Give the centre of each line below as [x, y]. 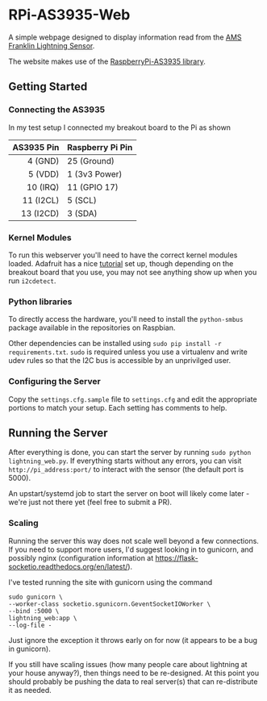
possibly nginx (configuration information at [81, 557]
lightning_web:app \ [43, 618]
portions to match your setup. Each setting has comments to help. [118, 407]
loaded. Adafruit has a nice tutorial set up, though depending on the [121, 263]
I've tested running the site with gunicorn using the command [111, 582]
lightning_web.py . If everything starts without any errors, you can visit [125, 461]
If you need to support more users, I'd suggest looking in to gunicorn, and [131, 549]
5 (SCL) [82, 200]
